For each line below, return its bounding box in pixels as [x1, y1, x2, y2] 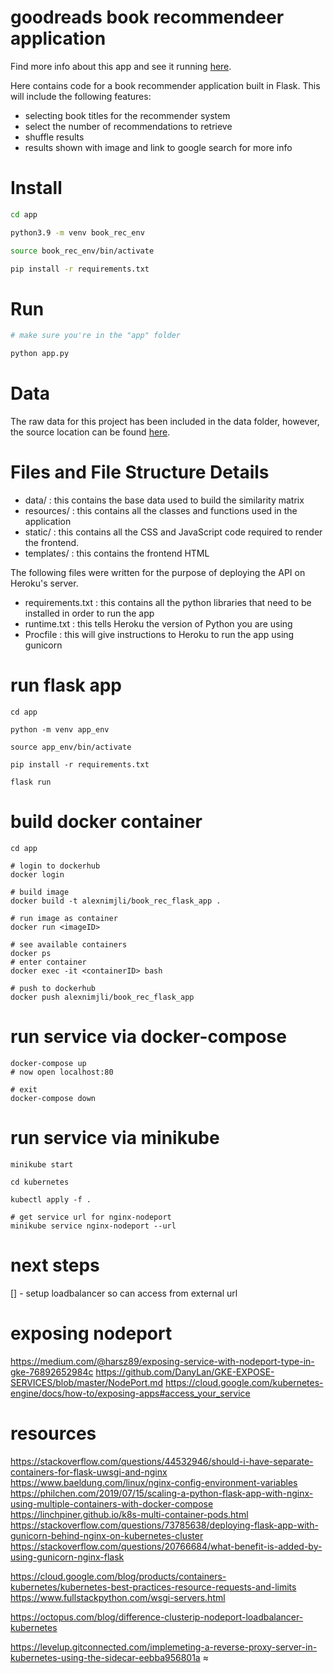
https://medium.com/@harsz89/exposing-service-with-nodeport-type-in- [10, 1355, 315, 1367]
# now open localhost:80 [10, 1067, 114, 1077]
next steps [10, 1254, 100, 1276]
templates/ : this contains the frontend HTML [24, 547, 210, 559]
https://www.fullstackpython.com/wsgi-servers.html [10, 1591, 226, 1603]
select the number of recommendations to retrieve [24, 120, 233, 132]
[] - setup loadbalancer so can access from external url [10, 1287, 238, 1299]
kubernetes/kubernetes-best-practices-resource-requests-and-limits [10, 1581, 297, 1593]
